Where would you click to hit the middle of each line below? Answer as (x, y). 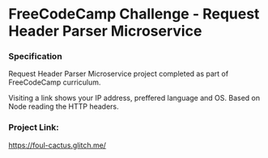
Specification (35, 56)
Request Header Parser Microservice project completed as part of (119, 74)
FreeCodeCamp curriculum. (55, 82)
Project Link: (34, 127)
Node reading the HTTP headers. (64, 106)
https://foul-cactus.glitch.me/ (57, 145)
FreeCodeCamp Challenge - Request (134, 14)
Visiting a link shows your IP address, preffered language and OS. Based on (134, 98)
